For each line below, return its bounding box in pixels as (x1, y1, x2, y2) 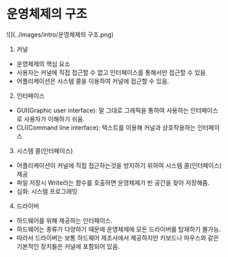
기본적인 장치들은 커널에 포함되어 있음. (16, 242, 120, 250)
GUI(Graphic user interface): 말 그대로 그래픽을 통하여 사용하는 (16, 106, 189, 114)
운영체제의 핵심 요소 (16, 59, 70, 68)
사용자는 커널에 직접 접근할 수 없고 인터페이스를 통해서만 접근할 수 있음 (16, 68, 206, 76)
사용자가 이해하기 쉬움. (23, 114, 85, 123)
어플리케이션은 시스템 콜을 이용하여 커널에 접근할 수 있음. (16, 76, 169, 85)
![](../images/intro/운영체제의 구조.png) (6, 30, 114, 39)
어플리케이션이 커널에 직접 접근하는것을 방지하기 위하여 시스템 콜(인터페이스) (16, 161, 222, 169)
